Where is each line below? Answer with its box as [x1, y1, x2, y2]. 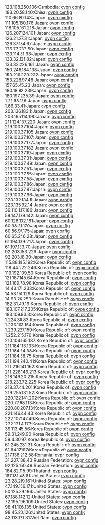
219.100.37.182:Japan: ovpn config [5, 145, 74, 150]
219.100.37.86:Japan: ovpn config [5, 181, 72, 187]
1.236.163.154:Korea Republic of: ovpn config [5, 322, 95, 327]
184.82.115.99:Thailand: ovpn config [5, 468, 77, 474]
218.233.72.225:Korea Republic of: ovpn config [5, 379, 100, 385]
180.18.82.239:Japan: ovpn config [5, 88, 73, 93]
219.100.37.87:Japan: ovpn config [5, 186, 72, 192]
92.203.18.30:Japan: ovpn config [5, 254, 72, 260]
